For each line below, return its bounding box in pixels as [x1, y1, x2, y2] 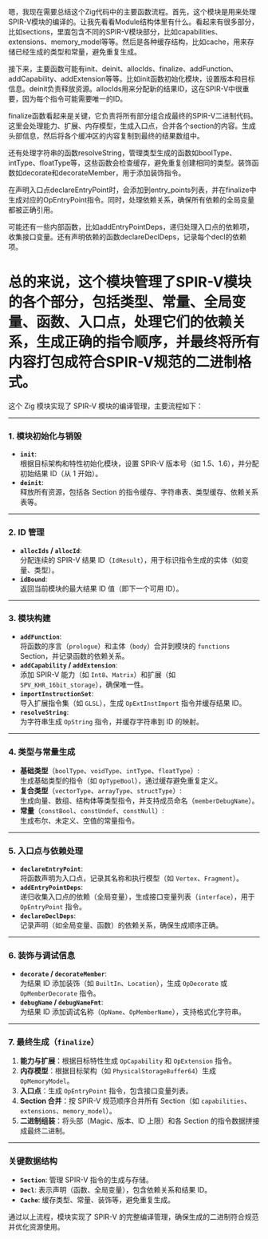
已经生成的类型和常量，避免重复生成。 [14, 47, 141, 56]
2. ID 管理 [8, 527, 45, 538]
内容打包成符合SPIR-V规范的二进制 [8, 353, 238, 371]
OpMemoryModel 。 [19, 1076, 74, 1086]
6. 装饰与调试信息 [8, 950, 76, 961]
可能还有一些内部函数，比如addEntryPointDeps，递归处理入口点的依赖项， [8, 223, 254, 231]
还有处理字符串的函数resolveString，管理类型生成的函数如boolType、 [8, 148, 237, 158]
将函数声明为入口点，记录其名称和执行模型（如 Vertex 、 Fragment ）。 [19, 873, 243, 883]
